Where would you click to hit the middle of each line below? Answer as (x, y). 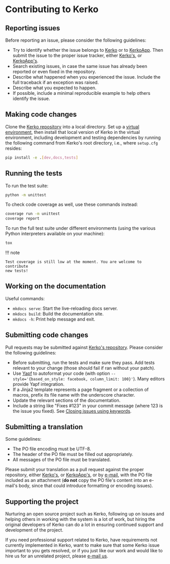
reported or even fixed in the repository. (54, 72)
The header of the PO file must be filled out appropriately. (73, 454)
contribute (17, 266)
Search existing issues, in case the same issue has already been (80, 66)
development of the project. (34, 530)
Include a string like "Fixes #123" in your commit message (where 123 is (88, 406)
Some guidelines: (23, 439)
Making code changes (41, 114)
